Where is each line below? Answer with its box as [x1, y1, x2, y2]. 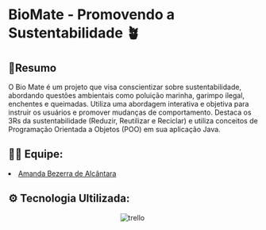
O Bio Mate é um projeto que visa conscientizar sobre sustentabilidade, [8, 82, 242, 92]
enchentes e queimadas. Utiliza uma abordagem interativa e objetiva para [8, 99, 249, 108]
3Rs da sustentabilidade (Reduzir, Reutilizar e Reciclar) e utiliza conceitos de [8, 116, 258, 125]
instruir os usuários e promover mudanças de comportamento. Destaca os [8, 107, 252, 117]
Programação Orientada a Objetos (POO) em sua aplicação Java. [8, 125, 221, 134]
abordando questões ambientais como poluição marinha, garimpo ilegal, [8, 91, 245, 100]
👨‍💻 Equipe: [8, 147, 64, 161]
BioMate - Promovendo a [8, 6, 175, 24]
